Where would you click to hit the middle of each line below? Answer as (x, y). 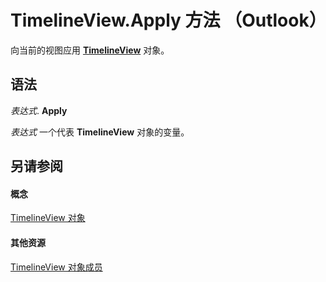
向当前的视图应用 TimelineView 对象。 (90, 50)
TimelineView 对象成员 (56, 267)
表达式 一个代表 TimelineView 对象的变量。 (100, 132)
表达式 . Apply (39, 110)
